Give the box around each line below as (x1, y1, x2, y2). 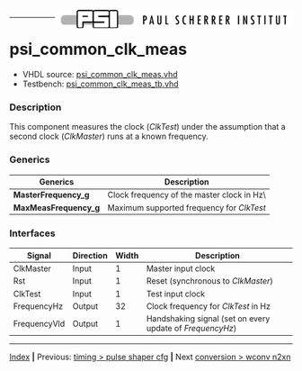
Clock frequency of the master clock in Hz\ (107, 189, 267, 201)
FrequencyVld (13, 318, 66, 329)
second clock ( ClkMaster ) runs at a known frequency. (9, 131, 209, 142)
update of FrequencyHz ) (146, 323, 237, 334)
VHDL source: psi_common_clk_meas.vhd (22, 68, 178, 79)
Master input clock (146, 263, 216, 274)
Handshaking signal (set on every (146, 313, 271, 324)
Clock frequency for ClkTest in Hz (146, 301, 271, 312)
